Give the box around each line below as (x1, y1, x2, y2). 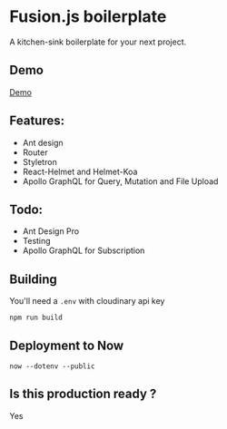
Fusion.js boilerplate (9, 6, 167, 27)
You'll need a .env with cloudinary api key (9, 296, 165, 307)
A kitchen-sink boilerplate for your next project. (9, 36, 187, 47)
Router (22, 147, 48, 158)
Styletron (22, 156, 57, 167)
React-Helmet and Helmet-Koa (22, 166, 138, 177)
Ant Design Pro (22, 226, 80, 237)
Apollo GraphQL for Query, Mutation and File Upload (22, 175, 219, 187)
